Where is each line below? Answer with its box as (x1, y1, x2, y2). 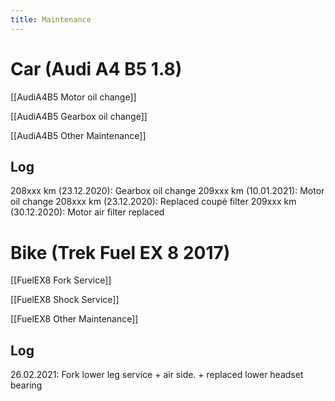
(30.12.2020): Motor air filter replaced (10, 206, 165, 218)
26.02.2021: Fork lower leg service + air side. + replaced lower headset (10, 369, 304, 381)
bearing (10, 379, 43, 391)
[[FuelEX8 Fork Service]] (10, 274, 112, 286)
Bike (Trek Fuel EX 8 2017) (10, 241, 231, 264)
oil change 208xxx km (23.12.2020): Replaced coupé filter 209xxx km (10, 196, 297, 208)
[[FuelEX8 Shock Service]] (10, 294, 120, 306)
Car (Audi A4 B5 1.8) (10, 57, 183, 80)
